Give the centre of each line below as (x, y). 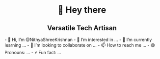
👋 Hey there (82, 10)
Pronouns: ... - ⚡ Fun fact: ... (33, 52)
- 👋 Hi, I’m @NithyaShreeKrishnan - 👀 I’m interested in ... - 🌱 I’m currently (78, 39)
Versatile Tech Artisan (82, 28)
